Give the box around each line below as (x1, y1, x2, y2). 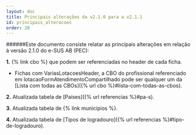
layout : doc (6, 8, 35, 15)
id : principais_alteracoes (6, 19, 72, 25)
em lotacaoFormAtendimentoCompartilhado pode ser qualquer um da (14, 76, 183, 83)
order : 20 (6, 25, 30, 31)
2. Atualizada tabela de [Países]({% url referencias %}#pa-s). (6, 94, 154, 101)
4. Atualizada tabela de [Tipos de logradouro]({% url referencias (6, 116, 161, 123)
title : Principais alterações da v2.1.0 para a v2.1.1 (6, 14, 143, 20)
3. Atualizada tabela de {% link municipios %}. (6, 105, 118, 112)
